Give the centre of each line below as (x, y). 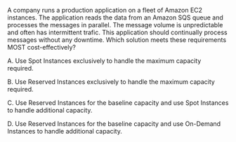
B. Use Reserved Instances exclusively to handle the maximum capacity (111, 82)
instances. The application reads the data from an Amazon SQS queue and (115, 17)
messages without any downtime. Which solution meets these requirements (117, 40)
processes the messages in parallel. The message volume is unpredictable (115, 25)
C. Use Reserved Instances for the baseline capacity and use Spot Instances (118, 103)
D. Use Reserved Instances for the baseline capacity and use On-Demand (114, 124)
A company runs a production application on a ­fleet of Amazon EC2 (105, 10)
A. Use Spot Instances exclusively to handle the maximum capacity (104, 61)
